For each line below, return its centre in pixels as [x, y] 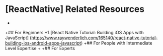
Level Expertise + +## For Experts [40, 48]
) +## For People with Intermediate [117, 43]
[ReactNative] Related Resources [75, 9]
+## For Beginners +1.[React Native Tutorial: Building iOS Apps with [75, 32]
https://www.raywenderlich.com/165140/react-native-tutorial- [95, 38]
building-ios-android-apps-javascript [43, 43]
